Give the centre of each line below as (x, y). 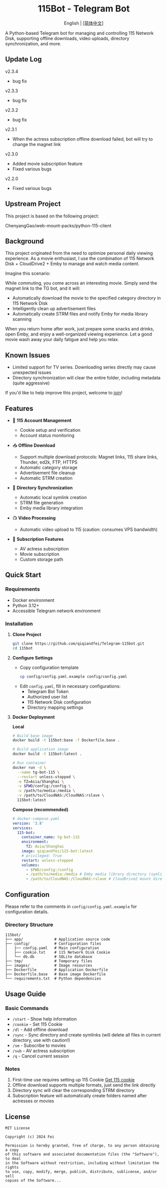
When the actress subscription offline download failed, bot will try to (83, 139)
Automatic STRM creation (46, 478)
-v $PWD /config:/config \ (44, 786)
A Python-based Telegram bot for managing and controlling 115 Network (79, 33)
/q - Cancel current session (41, 1056)
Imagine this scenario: (28, 273)
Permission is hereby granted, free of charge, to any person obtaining (82, 1146)
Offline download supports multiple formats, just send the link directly (84, 1085)
